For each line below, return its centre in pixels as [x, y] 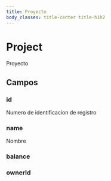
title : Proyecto [26, 12]
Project [24, 47]
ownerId [18, 173]
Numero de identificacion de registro [51, 113]
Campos [22, 82]
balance [18, 156]
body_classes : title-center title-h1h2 [56, 17]
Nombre [16, 141]
